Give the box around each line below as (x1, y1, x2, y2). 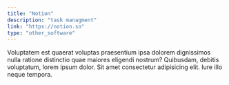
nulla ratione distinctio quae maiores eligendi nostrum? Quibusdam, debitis (7, 56, 219, 64)
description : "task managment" (7, 17, 97, 23)
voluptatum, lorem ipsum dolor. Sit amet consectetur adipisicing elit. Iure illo (7, 63, 223, 71)
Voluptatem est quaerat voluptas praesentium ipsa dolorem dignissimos (7, 48, 211, 57)
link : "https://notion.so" (7, 23, 85, 30)
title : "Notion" (7, 10, 54, 17)
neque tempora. (7, 70, 53, 79)
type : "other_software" (7, 29, 76, 37)
